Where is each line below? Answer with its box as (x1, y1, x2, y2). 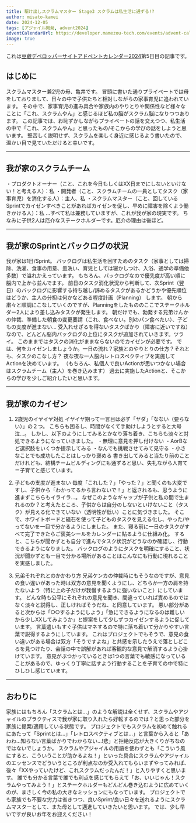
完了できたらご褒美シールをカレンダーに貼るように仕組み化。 (24, 530, 173, 537)
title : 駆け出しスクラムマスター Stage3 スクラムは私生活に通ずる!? (6, 8, 155, 15)
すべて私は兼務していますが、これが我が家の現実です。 (50, 209, 182, 217)
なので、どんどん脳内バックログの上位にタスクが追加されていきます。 (6, 331, 174, 338)
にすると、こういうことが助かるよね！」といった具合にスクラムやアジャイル (6, 752, 190, 759)
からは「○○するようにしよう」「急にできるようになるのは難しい (30, 609, 185, 616)
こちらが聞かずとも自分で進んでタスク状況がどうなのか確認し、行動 (24, 538, 188, 545)
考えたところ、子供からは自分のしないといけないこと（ (45, 501, 178, 508)
